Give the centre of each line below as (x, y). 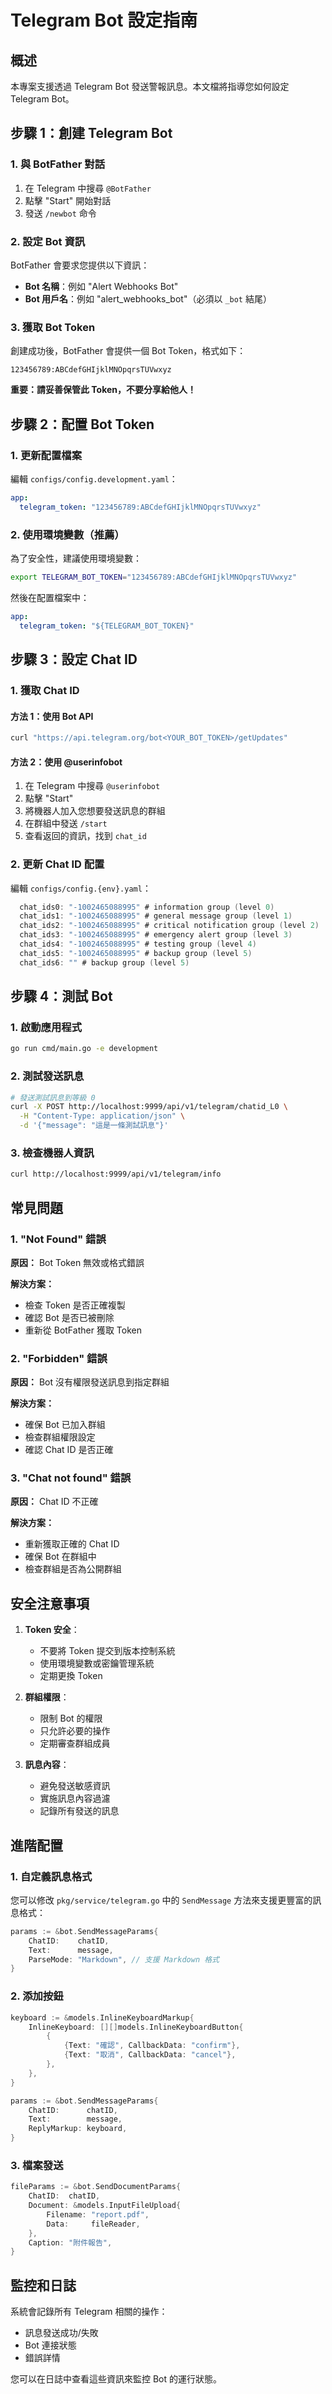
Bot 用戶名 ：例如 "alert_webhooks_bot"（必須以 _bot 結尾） (148, 298)
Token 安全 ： (52, 1630)
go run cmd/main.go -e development (84, 1049)
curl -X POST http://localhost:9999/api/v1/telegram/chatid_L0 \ (149, 1107)
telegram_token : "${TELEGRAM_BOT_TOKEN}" (107, 626)
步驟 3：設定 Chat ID (74, 659)
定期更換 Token (71, 1676)
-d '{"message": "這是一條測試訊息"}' (94, 1126)
